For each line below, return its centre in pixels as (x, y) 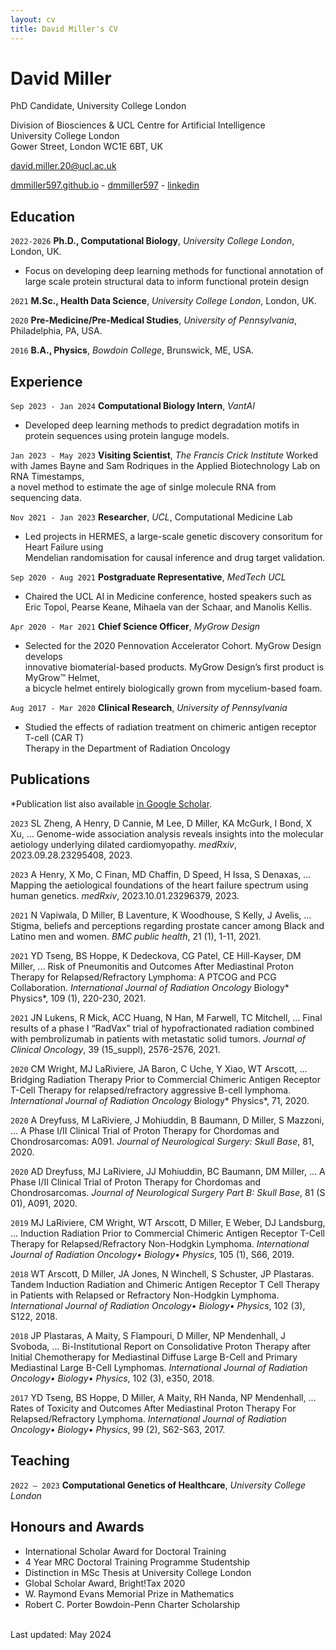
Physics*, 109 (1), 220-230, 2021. (78, 998)
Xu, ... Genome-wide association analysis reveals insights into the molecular (167, 833)
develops (43, 657)
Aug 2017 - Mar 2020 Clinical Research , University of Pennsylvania (149, 708)
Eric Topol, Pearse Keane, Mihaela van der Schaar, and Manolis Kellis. (168, 607)
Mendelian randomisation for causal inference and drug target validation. (175, 558)
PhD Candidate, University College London (98, 106)
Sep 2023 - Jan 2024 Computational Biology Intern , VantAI (132, 406)
